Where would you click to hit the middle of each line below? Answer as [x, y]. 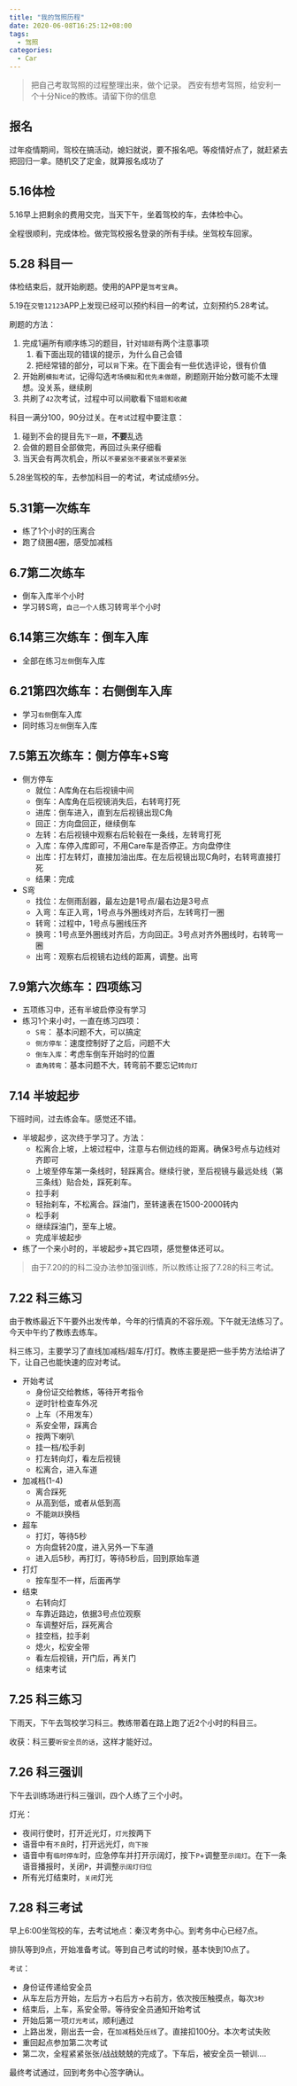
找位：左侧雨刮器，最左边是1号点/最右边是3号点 [122, 901]
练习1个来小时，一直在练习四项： [82, 1021]
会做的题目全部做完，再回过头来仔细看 [91, 448]
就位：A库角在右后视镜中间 [84, 790]
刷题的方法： [32, 324]
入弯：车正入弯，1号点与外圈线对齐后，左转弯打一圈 [130, 912]
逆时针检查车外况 [66, 1402]
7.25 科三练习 [46, 1700]
